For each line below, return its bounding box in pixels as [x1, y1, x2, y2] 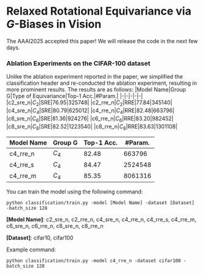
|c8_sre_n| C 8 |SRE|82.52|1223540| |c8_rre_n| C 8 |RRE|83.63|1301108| [6, 123, 178, 132]
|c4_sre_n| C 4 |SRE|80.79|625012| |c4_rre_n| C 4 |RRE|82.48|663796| [6, 107, 175, 115]
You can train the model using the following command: [6, 188, 143, 195]
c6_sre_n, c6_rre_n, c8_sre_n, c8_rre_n [6, 222, 104, 229]
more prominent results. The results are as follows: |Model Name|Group [6, 86, 186, 93]
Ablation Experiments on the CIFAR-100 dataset [6, 59, 151, 68]
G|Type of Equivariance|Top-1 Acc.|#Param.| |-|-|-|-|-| [6, 93, 143, 100]
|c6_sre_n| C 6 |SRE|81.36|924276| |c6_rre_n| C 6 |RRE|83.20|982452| [6, 115, 174, 123]
